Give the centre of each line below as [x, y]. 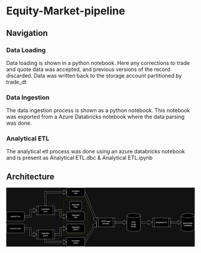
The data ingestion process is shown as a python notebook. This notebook [98, 110]
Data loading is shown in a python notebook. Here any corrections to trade [98, 63]
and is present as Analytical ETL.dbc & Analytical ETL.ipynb [80, 158]
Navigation [27, 33]
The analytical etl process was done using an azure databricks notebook [96, 152]
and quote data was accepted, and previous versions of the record [88, 69]
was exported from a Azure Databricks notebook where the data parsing [95, 117]
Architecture [31, 176]
